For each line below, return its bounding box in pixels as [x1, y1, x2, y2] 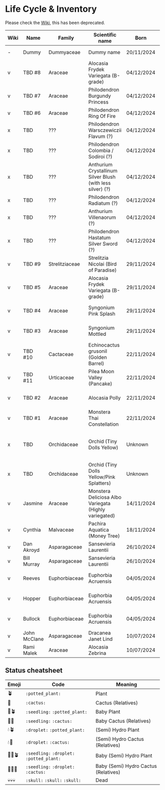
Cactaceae [48, 351, 74, 357]
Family [58, 34, 75, 41]
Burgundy [88, 92, 111, 99]
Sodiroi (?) [88, 153, 113, 160]
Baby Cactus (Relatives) [95, 717, 151, 724]
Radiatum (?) [88, 200, 118, 207]
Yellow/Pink [88, 473, 115, 480]
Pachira [88, 520, 106, 527]
